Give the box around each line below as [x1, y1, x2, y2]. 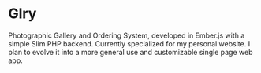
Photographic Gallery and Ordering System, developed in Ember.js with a [8, 31, 245, 40]
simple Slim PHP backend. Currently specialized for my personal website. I [8, 38, 251, 48]
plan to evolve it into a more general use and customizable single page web [8, 47, 253, 57]
